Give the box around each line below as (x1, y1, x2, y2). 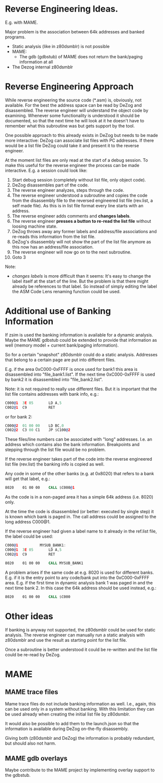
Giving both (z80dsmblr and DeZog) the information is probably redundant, (5, 735, 155, 741)
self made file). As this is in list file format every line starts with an (12, 202, 144, 208)
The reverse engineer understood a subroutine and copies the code (12, 192, 148, 198)
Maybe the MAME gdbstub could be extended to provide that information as (5, 337, 157, 343)
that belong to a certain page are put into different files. (5, 357, 116, 363)
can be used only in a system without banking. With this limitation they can (5, 706, 154, 712)
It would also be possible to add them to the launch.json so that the (5, 720, 139, 726)
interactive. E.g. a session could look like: (5, 167, 87, 173)
